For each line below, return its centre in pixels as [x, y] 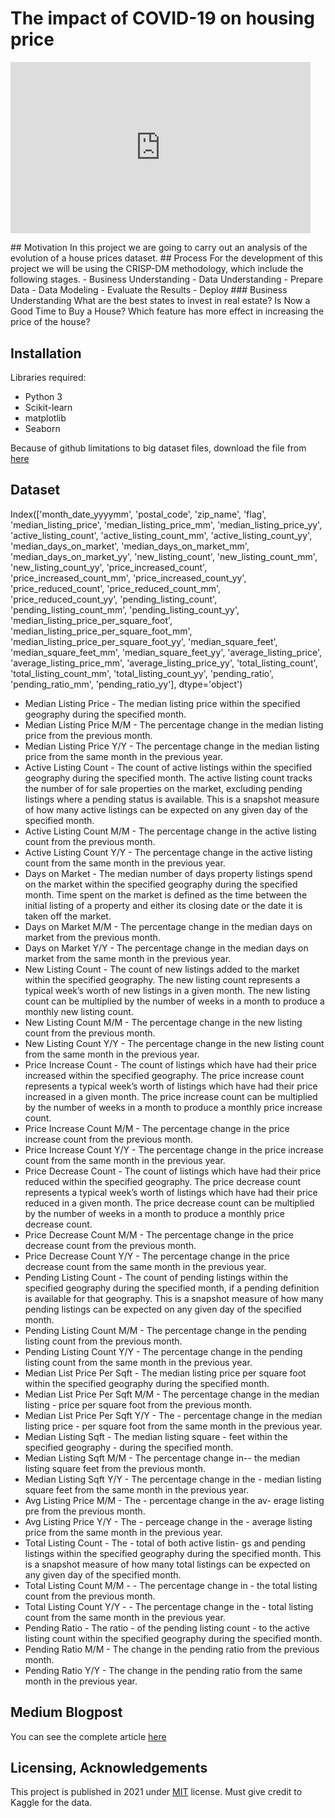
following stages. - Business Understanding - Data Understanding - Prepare [166, 279]
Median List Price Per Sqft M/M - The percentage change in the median [172, 1394]
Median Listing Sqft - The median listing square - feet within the [156, 1436]
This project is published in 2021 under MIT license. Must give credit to [156, 1792]
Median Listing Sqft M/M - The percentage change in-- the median [162, 1458]
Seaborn [42, 429]
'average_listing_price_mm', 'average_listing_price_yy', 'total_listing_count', [164, 663]
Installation [46, 353]
